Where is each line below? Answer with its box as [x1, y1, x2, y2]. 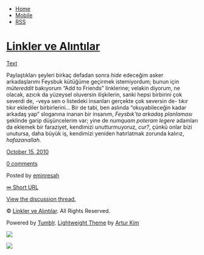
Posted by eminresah [6, 171, 60, 179]
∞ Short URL [6, 183, 39, 191]
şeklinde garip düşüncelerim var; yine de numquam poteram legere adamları [6, 117, 199, 124]
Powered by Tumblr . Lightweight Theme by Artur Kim [6, 219, 139, 226]
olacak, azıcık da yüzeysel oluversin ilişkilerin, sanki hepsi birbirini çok [6, 91, 183, 98]
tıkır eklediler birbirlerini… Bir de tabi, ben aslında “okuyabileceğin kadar [6, 104, 187, 111]
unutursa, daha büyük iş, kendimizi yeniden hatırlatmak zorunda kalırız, [6, 129, 185, 137]
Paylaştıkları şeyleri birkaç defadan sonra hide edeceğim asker [6, 71, 164, 79]
